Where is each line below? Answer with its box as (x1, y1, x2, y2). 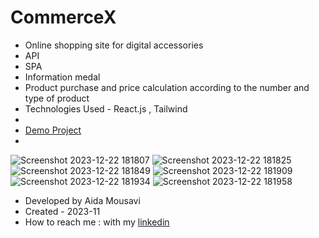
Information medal (24, 71, 101, 83)
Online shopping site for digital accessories (24, 39, 204, 51)
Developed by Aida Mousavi (24, 194, 141, 206)
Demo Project (24, 124, 82, 136)
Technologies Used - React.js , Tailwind (24, 102, 188, 115)
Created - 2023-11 (24, 205, 101, 217)
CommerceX (10, 6, 117, 29)
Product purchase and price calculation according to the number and (24, 81, 310, 93)
